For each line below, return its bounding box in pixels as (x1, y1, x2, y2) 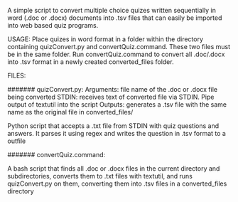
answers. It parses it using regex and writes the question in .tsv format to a (7, 129, 226, 137)
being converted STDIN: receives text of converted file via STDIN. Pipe (7, 92, 215, 101)
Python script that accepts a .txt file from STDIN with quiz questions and (7, 122, 219, 130)
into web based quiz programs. (7, 21, 99, 29)
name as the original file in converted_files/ (7, 108, 134, 116)
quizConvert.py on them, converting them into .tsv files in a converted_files (7, 179, 227, 188)
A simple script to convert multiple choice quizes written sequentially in (7, 6, 217, 14)
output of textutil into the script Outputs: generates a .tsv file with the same (7, 100, 227, 109)
